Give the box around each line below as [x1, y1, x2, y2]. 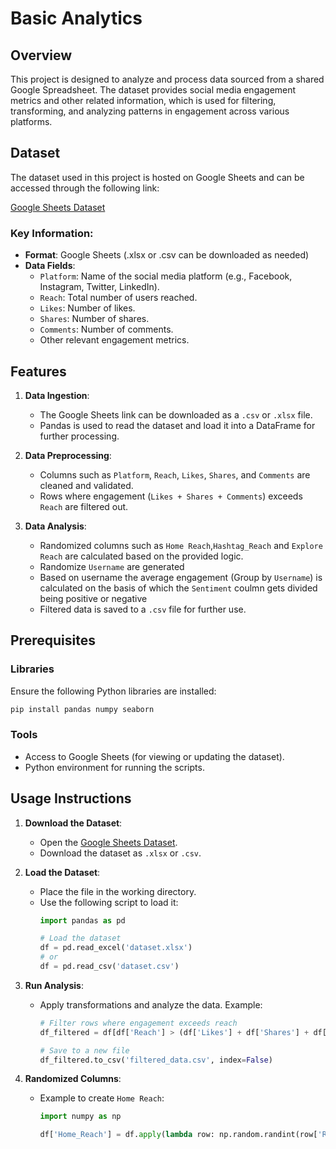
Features [10, 363, 67, 380]
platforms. [10, 116, 53, 127]
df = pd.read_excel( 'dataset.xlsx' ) [39, 943, 193, 953]
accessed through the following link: [10, 182, 160, 194]
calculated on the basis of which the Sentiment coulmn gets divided [39, 582, 318, 594]
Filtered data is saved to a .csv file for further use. [39, 603, 247, 615]
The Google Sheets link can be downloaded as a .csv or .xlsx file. [39, 408, 313, 421]
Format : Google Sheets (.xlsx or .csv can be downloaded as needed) [24, 249, 310, 261]
